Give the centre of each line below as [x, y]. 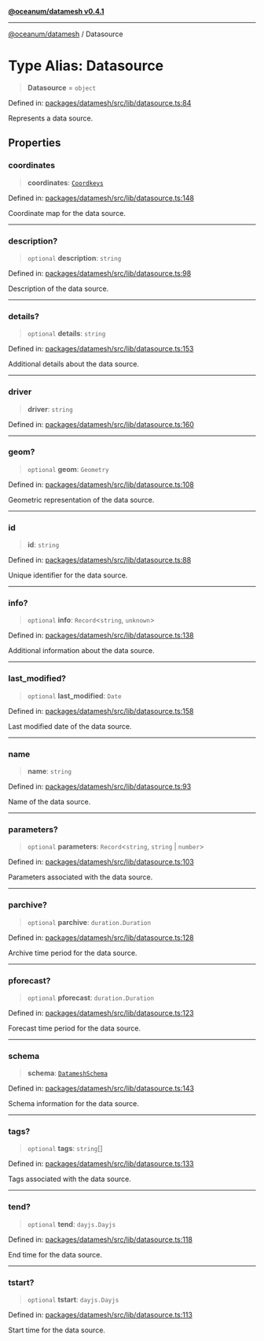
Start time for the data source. [57, 1330]
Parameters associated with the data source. [81, 877]
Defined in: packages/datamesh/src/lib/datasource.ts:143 [101, 1088]
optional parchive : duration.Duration [89, 922]
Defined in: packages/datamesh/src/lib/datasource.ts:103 [101, 862]
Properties [35, 143]
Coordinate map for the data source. [67, 213]
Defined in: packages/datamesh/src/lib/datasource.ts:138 [101, 635]
